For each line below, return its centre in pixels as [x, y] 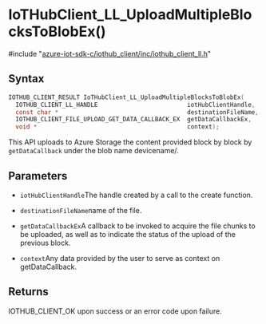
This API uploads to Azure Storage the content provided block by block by [130, 142]
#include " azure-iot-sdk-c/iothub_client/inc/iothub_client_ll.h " [110, 53]
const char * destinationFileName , [137, 112]
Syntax [26, 79]
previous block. [45, 243]
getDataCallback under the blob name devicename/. [94, 151]
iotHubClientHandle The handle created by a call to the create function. [136, 195]
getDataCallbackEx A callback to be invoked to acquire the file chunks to [137, 226]
